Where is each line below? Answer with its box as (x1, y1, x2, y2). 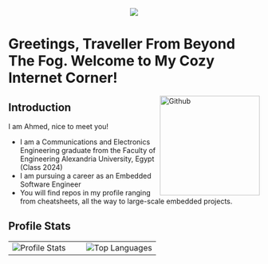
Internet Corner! (8, 69, 118, 87)
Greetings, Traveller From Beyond (8, 35, 235, 53)
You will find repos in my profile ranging (19, 188, 152, 197)
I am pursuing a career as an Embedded (19, 171, 152, 180)
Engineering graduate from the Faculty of (19, 146, 156, 155)
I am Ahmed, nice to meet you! (8, 122, 109, 131)
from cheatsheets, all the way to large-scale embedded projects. (19, 196, 233, 206)
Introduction (8, 100, 72, 114)
